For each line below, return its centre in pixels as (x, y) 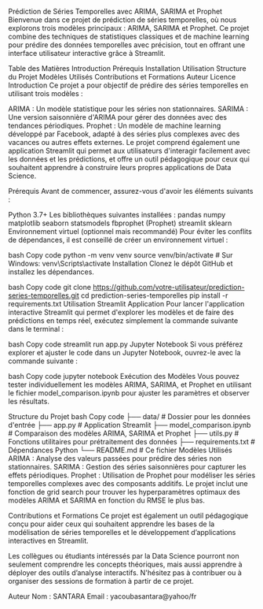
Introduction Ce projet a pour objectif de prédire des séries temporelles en (128, 85)
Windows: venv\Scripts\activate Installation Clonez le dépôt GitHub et (121, 264)
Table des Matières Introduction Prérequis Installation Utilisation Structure (127, 69)
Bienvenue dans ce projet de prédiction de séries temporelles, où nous (122, 20)
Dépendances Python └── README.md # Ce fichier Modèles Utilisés (121, 450)
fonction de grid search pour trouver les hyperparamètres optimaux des (124, 492)
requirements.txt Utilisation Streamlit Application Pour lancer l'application (126, 304)
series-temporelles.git (44, 295)
